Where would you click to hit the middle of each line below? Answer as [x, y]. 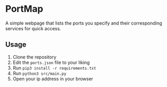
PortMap [24, 9]
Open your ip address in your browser [53, 79]
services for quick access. [33, 28]
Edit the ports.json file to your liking [51, 62]
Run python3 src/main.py [40, 73]
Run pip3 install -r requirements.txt [54, 68]
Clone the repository [34, 57]
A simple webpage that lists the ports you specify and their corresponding [84, 23]
